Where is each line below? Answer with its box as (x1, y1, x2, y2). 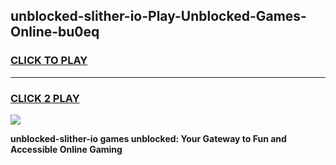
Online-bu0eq (10, 24, 100, 41)
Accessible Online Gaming (10, 143, 123, 155)
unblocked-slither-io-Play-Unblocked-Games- (10, 8, 307, 25)
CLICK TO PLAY (10, 54, 88, 68)
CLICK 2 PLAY (10, 91, 80, 105)
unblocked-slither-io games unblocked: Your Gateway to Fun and (10, 132, 287, 144)
